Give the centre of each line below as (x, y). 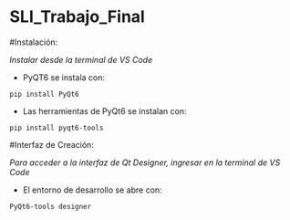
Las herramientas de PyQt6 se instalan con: (104, 110)
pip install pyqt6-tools (57, 128)
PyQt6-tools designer (51, 206)
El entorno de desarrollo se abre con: (92, 190)
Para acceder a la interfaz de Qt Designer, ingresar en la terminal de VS (145, 162)
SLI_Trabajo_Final (78, 17)
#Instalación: (34, 42)
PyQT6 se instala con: (64, 77)
